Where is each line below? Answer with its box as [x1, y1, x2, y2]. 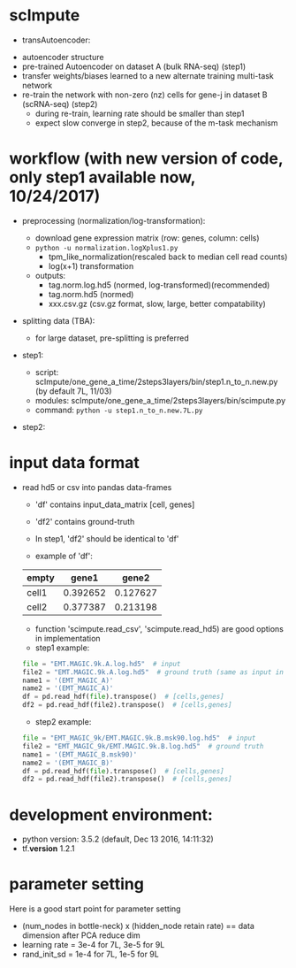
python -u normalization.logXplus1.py [34, 243, 178, 252]
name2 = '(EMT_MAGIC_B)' [21, 758, 114, 767]
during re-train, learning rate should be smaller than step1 [34, 108, 245, 119]
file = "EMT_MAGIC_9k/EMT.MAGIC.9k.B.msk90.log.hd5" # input [21, 734, 256, 743]
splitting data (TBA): [21, 315, 95, 326]
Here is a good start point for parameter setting [9, 903, 181, 914]
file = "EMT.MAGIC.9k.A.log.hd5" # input [21, 659, 181, 668]
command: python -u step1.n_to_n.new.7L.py [34, 404, 203, 415]
